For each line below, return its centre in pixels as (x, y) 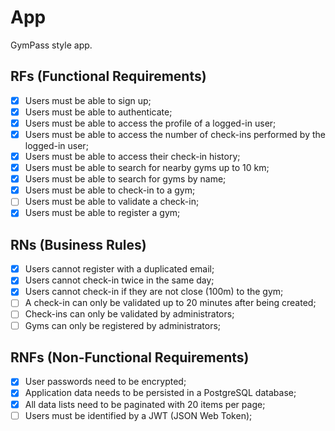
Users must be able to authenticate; (98, 112)
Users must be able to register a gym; (102, 213)
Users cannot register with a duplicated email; (119, 269)
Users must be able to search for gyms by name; (125, 179)
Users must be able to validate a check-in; (112, 202)
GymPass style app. (51, 45)
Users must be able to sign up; (88, 100)
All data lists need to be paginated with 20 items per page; (145, 404)
